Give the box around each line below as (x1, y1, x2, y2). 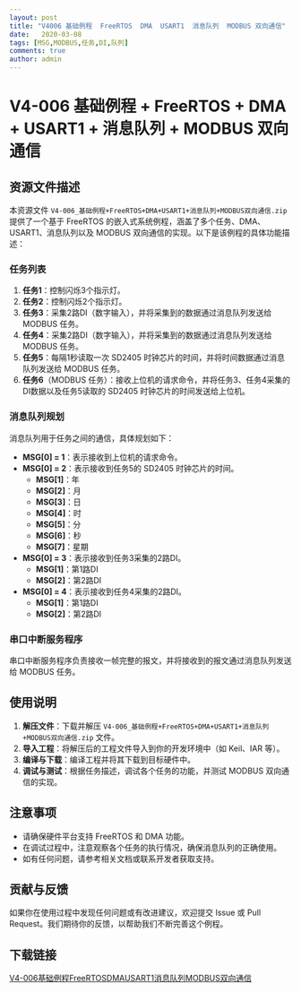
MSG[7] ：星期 (35, 541, 90, 552)
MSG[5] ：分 (35, 519, 82, 530)
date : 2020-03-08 (9, 30, 82, 39)
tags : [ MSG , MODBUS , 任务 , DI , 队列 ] (9, 38, 129, 47)
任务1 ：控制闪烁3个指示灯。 (21, 285, 125, 296)
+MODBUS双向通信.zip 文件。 (21, 731, 120, 742)
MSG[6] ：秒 (35, 530, 82, 540)
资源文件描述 (9, 179, 81, 194)
